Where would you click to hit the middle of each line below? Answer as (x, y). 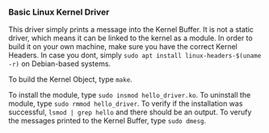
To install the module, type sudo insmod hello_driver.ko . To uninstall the (130, 95)
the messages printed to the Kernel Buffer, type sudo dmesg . (107, 121)
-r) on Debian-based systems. (60, 64)
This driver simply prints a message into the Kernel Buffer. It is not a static (131, 30)
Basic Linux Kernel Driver (59, 12)
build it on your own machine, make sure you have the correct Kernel (123, 47)
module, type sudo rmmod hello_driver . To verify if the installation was (126, 104)
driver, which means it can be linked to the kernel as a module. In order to (130, 38)
